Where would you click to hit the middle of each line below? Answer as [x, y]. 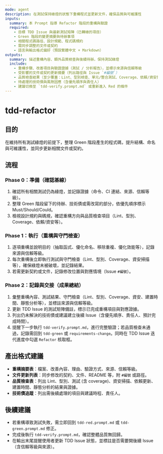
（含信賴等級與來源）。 [34, 447]
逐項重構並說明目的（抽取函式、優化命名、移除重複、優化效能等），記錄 [83, 247]
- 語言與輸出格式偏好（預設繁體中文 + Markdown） [58, 50]
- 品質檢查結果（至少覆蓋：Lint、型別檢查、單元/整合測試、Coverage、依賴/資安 [85, 77]
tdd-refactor [31, 110]
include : [18, 64]
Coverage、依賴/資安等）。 [39, 222]
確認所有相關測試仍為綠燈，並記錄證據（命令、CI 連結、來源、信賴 [79, 192]
